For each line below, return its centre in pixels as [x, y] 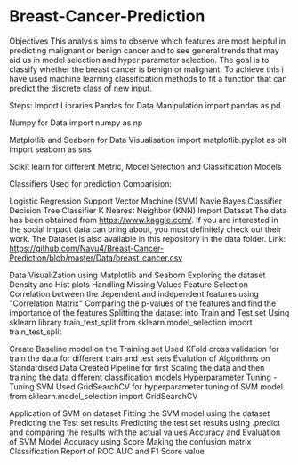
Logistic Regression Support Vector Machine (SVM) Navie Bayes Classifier [146, 201]
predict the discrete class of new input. [81, 88]
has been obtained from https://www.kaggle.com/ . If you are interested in [144, 220]
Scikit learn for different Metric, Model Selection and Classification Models [145, 166]
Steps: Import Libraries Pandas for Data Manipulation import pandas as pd [145, 105]
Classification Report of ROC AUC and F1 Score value [107, 451]
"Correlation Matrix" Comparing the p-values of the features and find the [143, 303]
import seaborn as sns [50, 149]
